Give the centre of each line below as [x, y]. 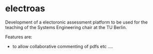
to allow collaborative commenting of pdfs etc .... [63, 46]
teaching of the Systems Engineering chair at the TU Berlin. [66, 27]
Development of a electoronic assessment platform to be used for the [76, 22]
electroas [25, 9]
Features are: [19, 37]
